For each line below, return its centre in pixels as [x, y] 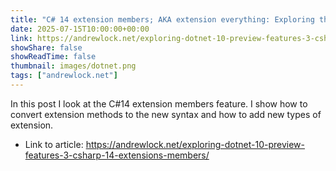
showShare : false [46, 47]
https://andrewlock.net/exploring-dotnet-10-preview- [195, 144]
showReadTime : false [53, 57]
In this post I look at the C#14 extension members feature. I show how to [159, 103]
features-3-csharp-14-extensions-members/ [117, 155]
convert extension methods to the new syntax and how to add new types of [166, 114]
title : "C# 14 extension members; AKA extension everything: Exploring [162, 19]
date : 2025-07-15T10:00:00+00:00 [80, 29]
